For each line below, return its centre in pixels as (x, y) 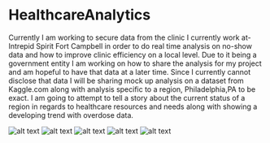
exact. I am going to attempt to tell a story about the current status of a (127, 97)
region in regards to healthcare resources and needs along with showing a (133, 106)
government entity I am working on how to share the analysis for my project (135, 63)
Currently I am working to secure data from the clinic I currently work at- (130, 37)
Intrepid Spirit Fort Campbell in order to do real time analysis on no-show (130, 45)
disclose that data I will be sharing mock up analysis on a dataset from (126, 80)
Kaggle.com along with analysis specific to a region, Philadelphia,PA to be (132, 89)
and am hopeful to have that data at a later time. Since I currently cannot (130, 71)
